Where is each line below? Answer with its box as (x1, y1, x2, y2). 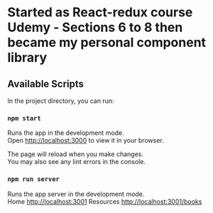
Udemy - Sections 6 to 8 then (7, 19, 183, 35)
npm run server (7, 175, 60, 183)
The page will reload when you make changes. (7, 150, 144, 158)
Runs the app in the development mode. (7, 129, 124, 137)
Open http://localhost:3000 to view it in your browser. (7, 136, 165, 145)
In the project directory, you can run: (7, 97, 114, 105)
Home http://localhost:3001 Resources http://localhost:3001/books (7, 197, 202, 206)
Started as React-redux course (7, 4, 193, 21)
